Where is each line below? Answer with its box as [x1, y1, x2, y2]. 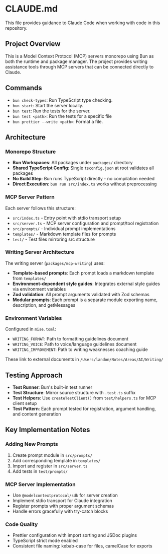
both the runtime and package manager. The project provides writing [5, 58, 148, 64]
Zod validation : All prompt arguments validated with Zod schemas [12, 291, 149, 297]
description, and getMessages [12, 302, 76, 308]
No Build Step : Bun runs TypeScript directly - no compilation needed [12, 176, 155, 182]
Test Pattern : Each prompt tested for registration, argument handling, [12, 405, 156, 411]
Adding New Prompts [5, 441, 59, 448]
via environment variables [12, 286, 66, 292]
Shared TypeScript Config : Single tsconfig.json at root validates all [12, 165, 154, 171]
